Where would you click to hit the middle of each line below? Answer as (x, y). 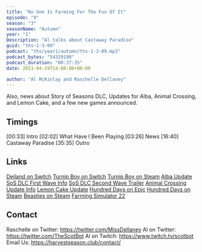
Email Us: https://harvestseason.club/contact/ (64, 242)
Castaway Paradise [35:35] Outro (48, 143)
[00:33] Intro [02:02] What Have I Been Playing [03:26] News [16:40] (93, 136)
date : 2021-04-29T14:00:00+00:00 (49, 68)
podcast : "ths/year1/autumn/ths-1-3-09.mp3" (63, 51)
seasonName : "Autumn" (34, 29)
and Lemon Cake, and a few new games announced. (72, 103)
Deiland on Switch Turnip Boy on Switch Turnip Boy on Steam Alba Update (99, 176)
